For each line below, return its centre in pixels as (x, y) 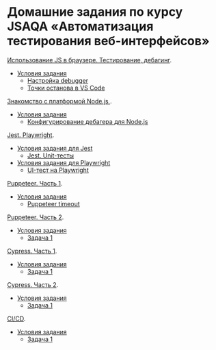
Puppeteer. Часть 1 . (35, 183)
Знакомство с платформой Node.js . (59, 101)
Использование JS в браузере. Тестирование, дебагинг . (90, 60)
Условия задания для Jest (55, 148)
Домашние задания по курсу (95, 12)
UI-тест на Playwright (58, 170)
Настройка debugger (58, 80)
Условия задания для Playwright (64, 162)
